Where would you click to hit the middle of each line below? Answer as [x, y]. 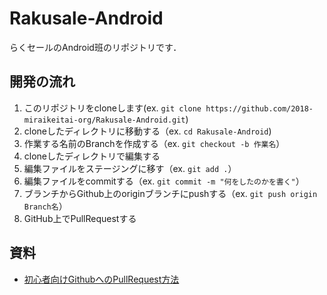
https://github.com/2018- [259, 108]
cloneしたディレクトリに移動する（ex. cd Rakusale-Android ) [147, 131]
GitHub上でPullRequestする [80, 218]
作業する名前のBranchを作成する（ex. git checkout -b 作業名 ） [154, 143]
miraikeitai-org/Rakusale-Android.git [104, 120]
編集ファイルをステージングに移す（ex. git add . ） [130, 168]
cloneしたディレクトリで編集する [92, 156]
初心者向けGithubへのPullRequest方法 [101, 279]
